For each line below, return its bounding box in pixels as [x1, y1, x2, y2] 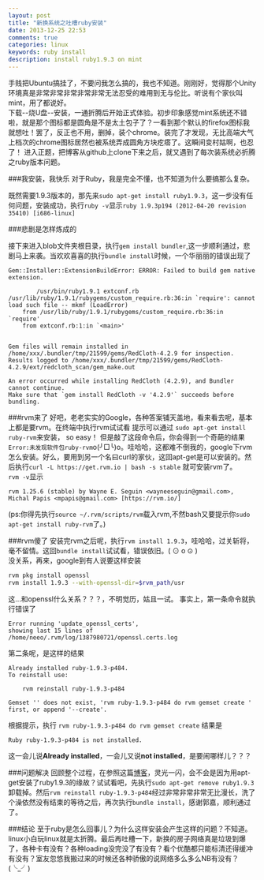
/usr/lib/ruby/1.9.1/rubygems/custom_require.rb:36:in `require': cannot [8, 294, 256, 302]
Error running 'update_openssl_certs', [8, 620, 139, 627]
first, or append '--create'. [8, 706, 108, 713]
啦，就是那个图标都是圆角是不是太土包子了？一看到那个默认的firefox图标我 [8, 118, 251, 127]
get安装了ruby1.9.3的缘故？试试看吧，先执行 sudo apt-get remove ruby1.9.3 [8, 777, 255, 787]
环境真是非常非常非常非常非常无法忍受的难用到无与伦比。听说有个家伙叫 [8, 88, 243, 97]
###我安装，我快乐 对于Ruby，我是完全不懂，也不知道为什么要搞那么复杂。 [8, 174, 254, 183]
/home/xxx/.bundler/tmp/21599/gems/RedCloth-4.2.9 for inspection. [8, 349, 235, 358]
